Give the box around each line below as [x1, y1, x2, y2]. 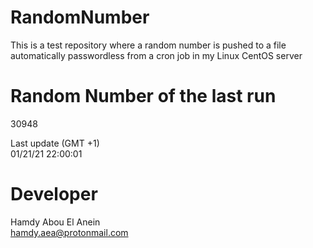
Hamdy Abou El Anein [10, 216, 101, 228]
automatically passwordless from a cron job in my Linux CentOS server [10, 49, 303, 61]
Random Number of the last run [10, 85, 277, 108]
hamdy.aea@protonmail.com [10, 226, 129, 238]
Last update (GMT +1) [10, 137, 100, 149]
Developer [10, 183, 98, 206]
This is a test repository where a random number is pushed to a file [10, 39, 287, 51]
